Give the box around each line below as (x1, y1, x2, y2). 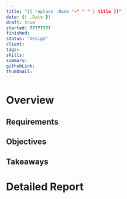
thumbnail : (6, 68, 33, 74)
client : (6, 42, 25, 47)
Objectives (6, 137, 47, 147)
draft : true (6, 19, 35, 25)
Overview (6, 94, 54, 107)
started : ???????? (6, 25, 51, 31)
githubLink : (6, 63, 35, 69)
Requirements (6, 116, 59, 126)
